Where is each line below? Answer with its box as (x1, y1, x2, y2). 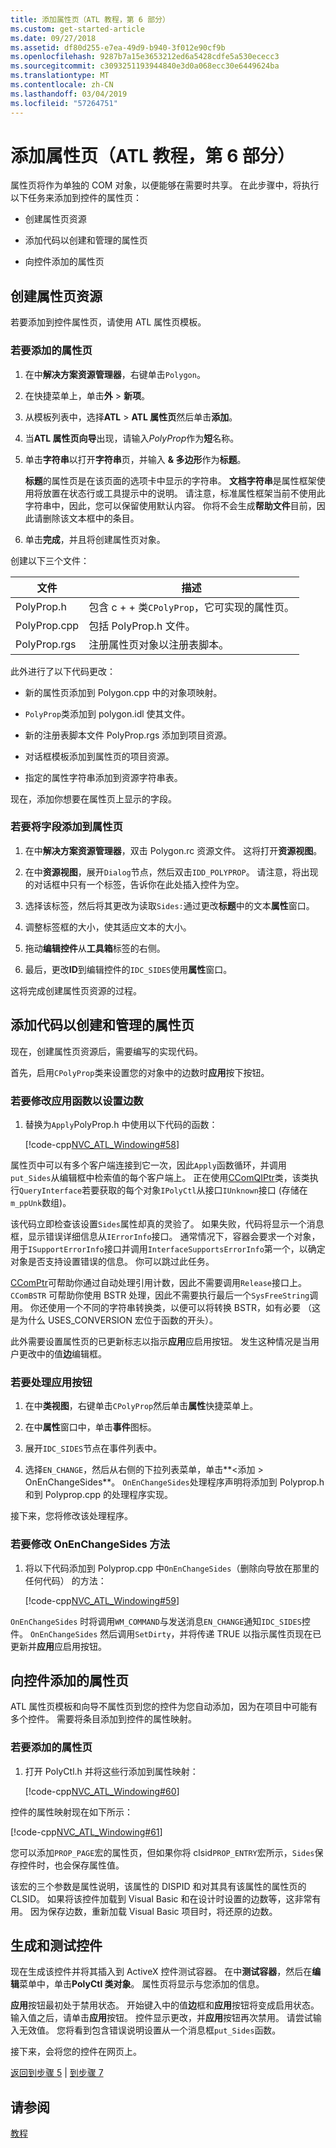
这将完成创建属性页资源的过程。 (10, 984, 142, 996)
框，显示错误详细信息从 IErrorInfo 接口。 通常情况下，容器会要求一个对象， (10, 1230, 321, 1242)
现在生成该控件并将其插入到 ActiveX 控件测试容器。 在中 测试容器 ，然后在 (10, 1966, 313, 1978)
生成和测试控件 (10, 1937, 103, 1955)
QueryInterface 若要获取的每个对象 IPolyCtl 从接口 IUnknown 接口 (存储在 (19, 1184, 308, 1196)
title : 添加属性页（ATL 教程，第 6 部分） (10, 14, 170, 25)
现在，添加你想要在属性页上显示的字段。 (10, 792, 177, 805)
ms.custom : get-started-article (10, 24, 145, 34)
